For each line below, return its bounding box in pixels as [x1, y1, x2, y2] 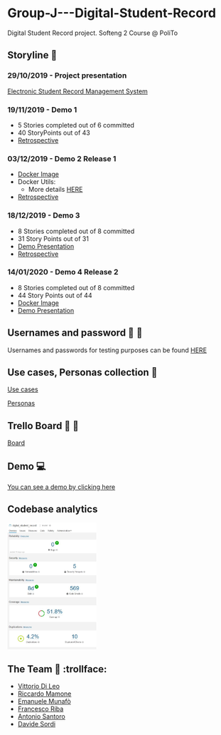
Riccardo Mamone [17, 689, 72, 698]
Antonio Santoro [17, 712, 65, 721]
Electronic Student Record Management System [7, 87, 148, 96]
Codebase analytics [7, 503, 98, 515]
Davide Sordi [17, 720, 55, 729]
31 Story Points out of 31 [17, 234, 89, 243]
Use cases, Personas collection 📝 [7, 366, 158, 379]
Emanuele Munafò [17, 697, 71, 706]
